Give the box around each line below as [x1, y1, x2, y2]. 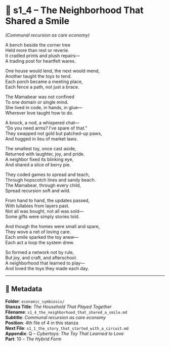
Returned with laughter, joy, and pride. [5, 151, 85, 157]
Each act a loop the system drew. [5, 239, 74, 245]
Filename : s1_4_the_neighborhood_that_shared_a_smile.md [5, 309, 127, 315]
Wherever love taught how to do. [5, 110, 74, 116]
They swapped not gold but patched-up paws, [5, 130, 102, 136]
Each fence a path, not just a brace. [5, 83, 79, 90]
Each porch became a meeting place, [5, 78, 83, 84]
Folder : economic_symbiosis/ [5, 298, 65, 304]
